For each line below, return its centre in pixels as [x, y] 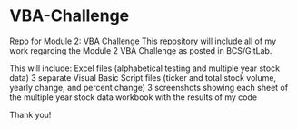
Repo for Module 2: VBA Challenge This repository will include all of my [143, 41]
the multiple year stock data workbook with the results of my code [133, 97]
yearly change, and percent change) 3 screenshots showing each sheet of [149, 87]
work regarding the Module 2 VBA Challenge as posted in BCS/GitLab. [141, 50]
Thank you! [30, 114]
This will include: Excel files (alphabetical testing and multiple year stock [144, 68]
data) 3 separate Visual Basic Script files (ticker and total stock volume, [143, 77]
